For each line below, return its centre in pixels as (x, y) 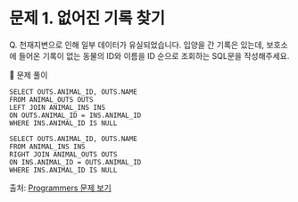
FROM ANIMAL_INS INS (48, 147)
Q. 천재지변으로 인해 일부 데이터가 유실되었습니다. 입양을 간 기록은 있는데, (137, 45)
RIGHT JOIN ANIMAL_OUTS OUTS (63, 154)
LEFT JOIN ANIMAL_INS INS (57, 107)
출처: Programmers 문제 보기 (60, 188)
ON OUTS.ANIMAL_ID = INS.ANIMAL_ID (75, 115)
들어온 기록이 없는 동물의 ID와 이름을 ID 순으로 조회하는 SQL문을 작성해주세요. (154, 55)
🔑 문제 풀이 (29, 75)
